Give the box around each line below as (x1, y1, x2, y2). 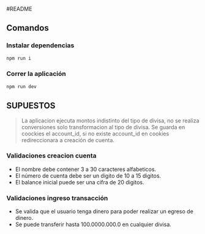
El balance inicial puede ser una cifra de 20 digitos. (15, 178, 144, 186)
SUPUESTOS (6, 100, 56, 111)
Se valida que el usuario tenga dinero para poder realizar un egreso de (15, 208, 194, 215)
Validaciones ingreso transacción (6, 194, 108, 202)
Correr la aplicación (6, 70, 66, 78)
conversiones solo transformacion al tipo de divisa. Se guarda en (21, 123, 185, 130)
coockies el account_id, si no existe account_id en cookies (21, 130, 170, 137)
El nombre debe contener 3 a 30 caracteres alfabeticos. (15, 165, 157, 173)
